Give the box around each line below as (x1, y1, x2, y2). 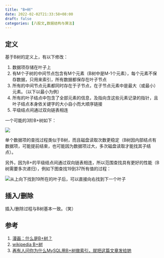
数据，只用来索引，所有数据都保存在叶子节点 (16, 77, 107, 83)
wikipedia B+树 (12, 241, 43, 247)
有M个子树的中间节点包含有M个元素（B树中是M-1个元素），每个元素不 (12, 70, 153, 76)
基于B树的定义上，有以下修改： (5, 54, 69, 60)
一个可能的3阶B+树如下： (5, 118, 57, 124)
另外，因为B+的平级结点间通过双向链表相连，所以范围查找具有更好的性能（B (5, 160, 160, 166)
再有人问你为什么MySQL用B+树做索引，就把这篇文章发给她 (12, 247, 132, 253)
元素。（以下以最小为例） (12, 89, 62, 95)
